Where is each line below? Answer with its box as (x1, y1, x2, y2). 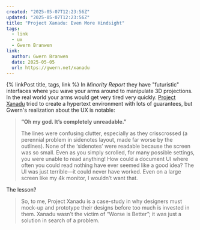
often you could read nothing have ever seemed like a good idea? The (20, 162, 194, 169)
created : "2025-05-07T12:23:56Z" (6, 8, 90, 15)
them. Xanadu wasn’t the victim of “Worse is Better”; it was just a (20, 211, 182, 218)
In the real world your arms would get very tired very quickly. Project (6, 94, 176, 101)
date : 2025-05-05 (11, 59, 55, 65)
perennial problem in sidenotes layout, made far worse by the (20, 136, 173, 144)
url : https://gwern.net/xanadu (11, 64, 90, 71)
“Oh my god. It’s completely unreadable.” (20, 118, 127, 126)
